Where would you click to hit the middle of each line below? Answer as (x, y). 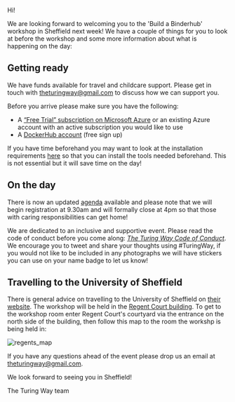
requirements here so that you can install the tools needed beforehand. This (117, 155)
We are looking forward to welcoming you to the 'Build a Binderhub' (105, 24)
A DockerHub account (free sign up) (70, 134)
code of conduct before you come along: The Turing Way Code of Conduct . (117, 238)
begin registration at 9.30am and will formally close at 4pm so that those (112, 209)
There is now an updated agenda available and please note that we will (110, 202)
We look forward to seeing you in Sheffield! (69, 377)
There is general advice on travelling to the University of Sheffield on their (114, 299)
